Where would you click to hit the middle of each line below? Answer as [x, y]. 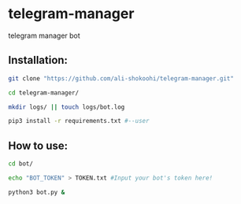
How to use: [38, 145]
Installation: [38, 60]
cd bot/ [21, 164]
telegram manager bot [44, 35]
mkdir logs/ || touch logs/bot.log [67, 107]
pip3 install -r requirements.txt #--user [79, 121]
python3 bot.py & [37, 192]
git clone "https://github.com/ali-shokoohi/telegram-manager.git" [121, 78]
